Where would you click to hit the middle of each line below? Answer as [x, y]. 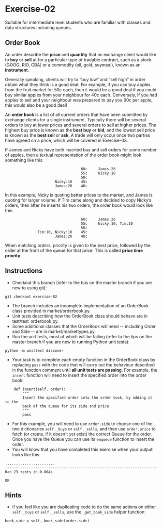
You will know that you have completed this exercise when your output [82, 449]
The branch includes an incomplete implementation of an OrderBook [80, 305]
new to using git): [29, 288]
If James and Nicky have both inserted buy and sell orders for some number [81, 149]
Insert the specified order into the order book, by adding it [87, 397]
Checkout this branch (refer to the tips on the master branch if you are [82, 282]
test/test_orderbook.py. [35, 321]
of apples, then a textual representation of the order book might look [73, 155]
